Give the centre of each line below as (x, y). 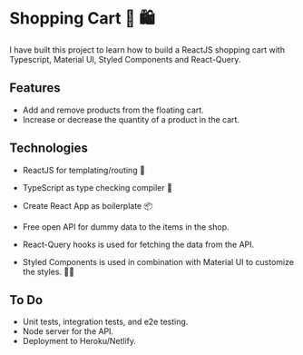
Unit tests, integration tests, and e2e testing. (105, 322)
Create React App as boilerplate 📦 (88, 205)
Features (35, 88)
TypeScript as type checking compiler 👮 (97, 187)
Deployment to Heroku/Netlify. (79, 341)
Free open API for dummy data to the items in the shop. (126, 227)
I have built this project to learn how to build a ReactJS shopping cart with (147, 49)
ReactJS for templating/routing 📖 (83, 170)
